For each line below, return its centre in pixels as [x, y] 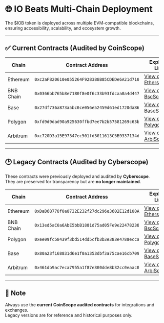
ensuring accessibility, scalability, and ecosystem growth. [63, 28]
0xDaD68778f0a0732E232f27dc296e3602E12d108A [87, 211]
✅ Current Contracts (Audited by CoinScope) [75, 48]
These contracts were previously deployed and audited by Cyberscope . [78, 176]
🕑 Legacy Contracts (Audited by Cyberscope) [77, 162]
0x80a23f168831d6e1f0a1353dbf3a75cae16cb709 [87, 253]
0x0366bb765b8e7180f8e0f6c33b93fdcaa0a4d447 [87, 93]
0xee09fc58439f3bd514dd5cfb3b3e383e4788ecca [87, 239]
